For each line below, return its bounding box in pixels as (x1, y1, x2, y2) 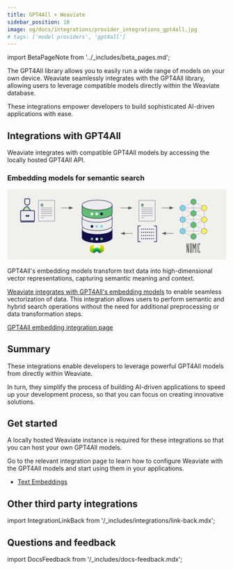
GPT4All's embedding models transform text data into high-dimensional (7, 267, 213, 275)
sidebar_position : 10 (7, 18, 70, 26)
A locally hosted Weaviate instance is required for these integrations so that (7, 436, 224, 445)
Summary (7, 343, 51, 355)
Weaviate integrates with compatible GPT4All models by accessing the (7, 148, 210, 157)
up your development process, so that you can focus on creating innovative (7, 390, 224, 398)
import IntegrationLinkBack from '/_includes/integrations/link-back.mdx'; (7, 516, 216, 525)
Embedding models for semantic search (7, 173, 145, 182)
